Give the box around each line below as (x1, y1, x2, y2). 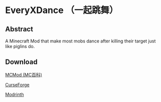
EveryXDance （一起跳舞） (5, 4, 118, 16)
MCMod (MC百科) (5, 71, 42, 77)
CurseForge (5, 81, 30, 87)
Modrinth (5, 91, 24, 97)
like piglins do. (5, 43, 35, 49)
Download (5, 58, 37, 66)
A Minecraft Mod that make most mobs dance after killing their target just (5, 38, 156, 44)
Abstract (5, 24, 33, 33)
